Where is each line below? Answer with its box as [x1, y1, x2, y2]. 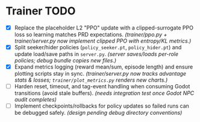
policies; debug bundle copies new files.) [14, 57, 117, 64]
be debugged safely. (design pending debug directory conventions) [14, 109, 183, 117]
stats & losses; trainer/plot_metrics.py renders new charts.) [14, 76, 168, 84]
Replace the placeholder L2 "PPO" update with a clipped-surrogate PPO [14, 24, 194, 31]
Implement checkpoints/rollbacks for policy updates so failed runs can [14, 102, 189, 109]
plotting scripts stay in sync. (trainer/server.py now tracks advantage [14, 70, 187, 78]
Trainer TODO [5, 4, 76, 18]
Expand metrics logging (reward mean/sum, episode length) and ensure [14, 63, 193, 70]
